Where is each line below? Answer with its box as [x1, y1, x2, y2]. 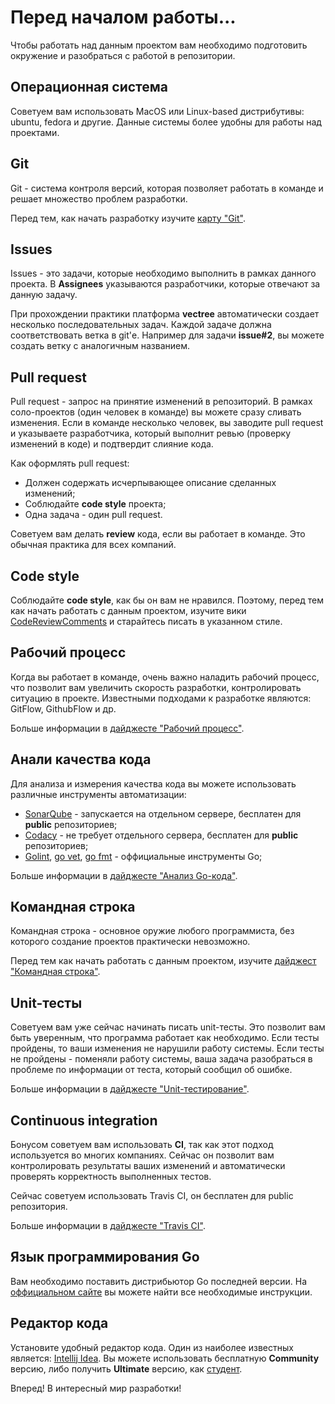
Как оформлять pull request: [10, 457, 130, 470]
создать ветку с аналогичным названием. [10, 340, 191, 352]
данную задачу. [10, 289, 78, 301]
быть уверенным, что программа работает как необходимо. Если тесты [10, 1032, 320, 1044]
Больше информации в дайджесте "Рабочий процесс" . [10, 722, 245, 734]
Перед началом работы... [10, 6, 237, 29]
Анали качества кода [10, 751, 152, 768]
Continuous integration [10, 1112, 158, 1129]
